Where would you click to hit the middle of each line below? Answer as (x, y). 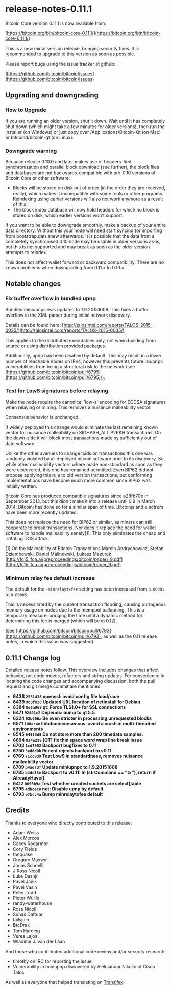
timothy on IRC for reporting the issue (52, 961)
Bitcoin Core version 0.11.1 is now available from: (56, 23)
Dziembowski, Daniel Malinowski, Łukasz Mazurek (58, 554)
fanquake (23, 854)
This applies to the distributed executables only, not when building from (81, 340)
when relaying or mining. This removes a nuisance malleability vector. (78, 407)
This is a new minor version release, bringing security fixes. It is (72, 48)
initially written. (21, 486)
